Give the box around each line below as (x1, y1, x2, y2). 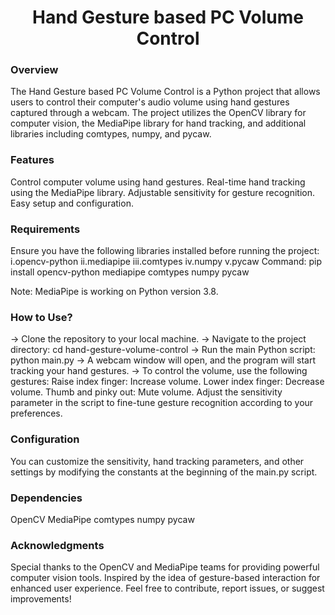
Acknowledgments (10, 538, 105, 552)
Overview (10, 63, 59, 77)
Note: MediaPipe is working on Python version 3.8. (10, 286, 219, 298)
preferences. (10, 407, 63, 420)
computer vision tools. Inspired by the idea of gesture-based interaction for (10, 572, 321, 584)
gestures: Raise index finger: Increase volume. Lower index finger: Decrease (10, 376, 325, 388)
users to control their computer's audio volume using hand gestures (10, 96, 290, 108)
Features (10, 153, 55, 167)
